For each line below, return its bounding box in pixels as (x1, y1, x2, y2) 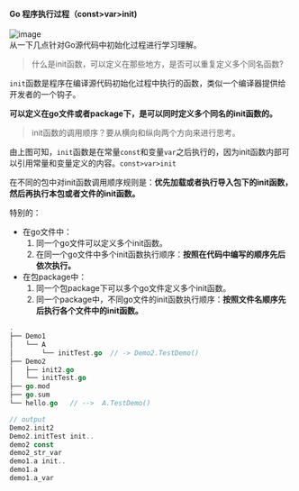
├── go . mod (9, 382, 50, 391)
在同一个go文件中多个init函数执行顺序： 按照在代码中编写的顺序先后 (35, 249, 286, 260)
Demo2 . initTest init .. (9, 432, 95, 441)
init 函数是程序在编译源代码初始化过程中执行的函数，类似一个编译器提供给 (9, 77, 286, 89)
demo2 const (9, 440, 54, 450)
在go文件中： (22, 226, 72, 238)
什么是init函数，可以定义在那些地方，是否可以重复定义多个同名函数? (31, 59, 284, 69)
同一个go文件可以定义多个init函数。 (35, 238, 168, 249)
